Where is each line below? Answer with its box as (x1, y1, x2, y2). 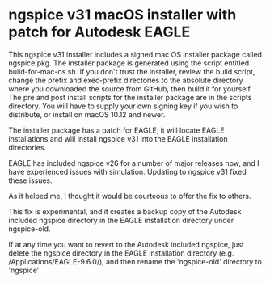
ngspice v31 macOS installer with (8, 6, 237, 24)
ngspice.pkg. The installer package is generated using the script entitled (8, 58, 250, 68)
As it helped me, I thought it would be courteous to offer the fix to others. (8, 191, 252, 201)
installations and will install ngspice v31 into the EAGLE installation (8, 133, 228, 143)
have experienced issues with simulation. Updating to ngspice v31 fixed (8, 167, 247, 176)
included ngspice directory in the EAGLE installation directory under (8, 215, 234, 225)
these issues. (8, 175, 53, 185)
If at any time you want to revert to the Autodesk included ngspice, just (8, 239, 244, 249)
